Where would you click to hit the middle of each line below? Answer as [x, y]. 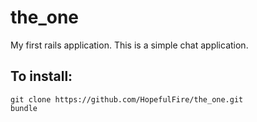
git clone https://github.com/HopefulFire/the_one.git [127, 99]
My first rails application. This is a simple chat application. [129, 45]
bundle [24, 108]
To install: [41, 76]
